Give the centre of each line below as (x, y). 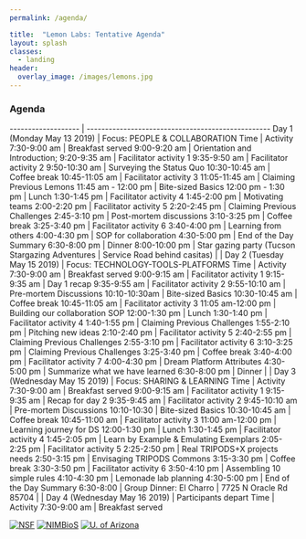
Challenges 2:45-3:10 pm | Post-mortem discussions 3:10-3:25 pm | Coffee (151, 217)
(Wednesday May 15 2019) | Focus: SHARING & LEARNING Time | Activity (148, 381)
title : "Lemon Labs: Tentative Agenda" (88, 34)
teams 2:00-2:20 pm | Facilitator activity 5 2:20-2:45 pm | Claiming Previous (153, 206)
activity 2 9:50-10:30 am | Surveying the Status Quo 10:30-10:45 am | (140, 168)
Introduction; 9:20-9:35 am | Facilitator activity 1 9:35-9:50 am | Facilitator (149, 158)
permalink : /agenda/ (49, 18)
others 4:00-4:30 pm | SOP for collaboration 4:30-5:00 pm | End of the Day (152, 236)
